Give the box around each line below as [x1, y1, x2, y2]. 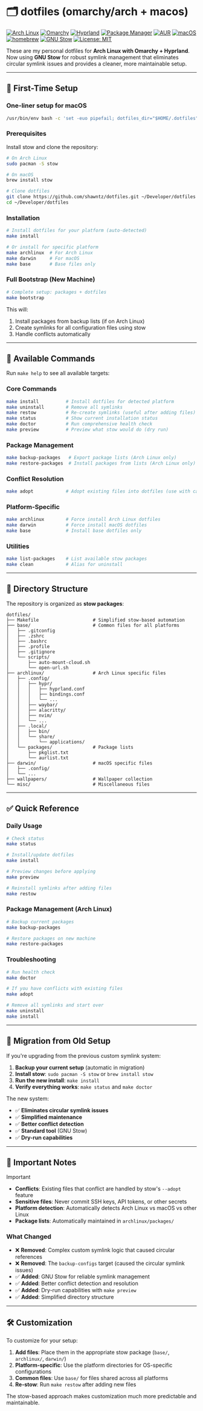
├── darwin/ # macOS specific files [6, 760, 153, 766]
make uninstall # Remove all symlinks [6, 404, 123, 410]
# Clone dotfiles [6, 188, 50, 194]
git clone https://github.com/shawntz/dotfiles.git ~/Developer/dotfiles [6, 194, 196, 200]
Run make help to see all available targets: [6, 370, 110, 377]
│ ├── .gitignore [6, 649, 56, 655]
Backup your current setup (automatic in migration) [14, 1064, 145, 1071]
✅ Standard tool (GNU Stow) [14, 1127, 88, 1134]
